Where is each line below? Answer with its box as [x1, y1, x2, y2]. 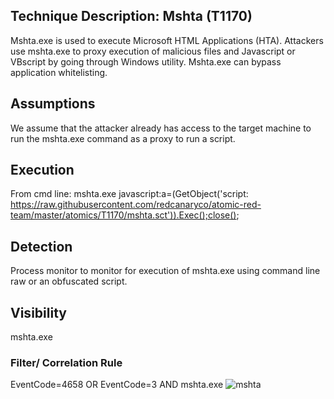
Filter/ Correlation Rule [10, 355, 123, 369]
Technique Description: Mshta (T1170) [10, 8, 253, 25]
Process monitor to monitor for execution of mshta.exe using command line [10, 265, 321, 277]
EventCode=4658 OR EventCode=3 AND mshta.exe [10, 379, 224, 391]
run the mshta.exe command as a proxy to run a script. [10, 132, 236, 144]
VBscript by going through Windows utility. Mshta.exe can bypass [10, 55, 282, 68]
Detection [10, 238, 73, 255]
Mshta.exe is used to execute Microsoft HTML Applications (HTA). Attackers [10, 34, 324, 46]
